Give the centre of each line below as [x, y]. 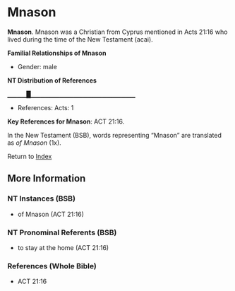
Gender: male [37, 66]
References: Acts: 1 [46, 107]
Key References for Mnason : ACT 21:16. [66, 121]
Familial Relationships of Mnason [57, 53]
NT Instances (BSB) [42, 198]
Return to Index [30, 156]
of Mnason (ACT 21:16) [51, 214]
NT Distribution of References [52, 80]
